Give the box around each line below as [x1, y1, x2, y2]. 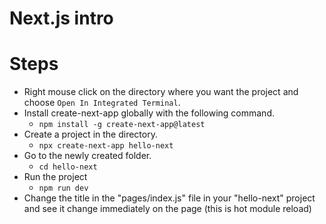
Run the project [23, 171, 88, 183]
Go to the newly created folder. [23, 150, 152, 162]
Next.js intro [9, 7, 114, 30]
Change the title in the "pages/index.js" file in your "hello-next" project [23, 192, 316, 204]
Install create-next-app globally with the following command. [23, 107, 275, 119]
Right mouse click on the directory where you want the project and [23, 86, 299, 98]
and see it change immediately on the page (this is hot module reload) [23, 203, 312, 215]
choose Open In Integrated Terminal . [23, 97, 181, 109]
